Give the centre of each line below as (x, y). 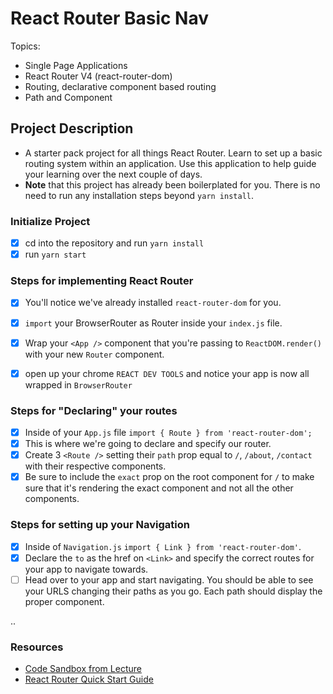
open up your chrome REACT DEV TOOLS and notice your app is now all (167, 373)
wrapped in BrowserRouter (78, 384)
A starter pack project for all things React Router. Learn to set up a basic (173, 153)
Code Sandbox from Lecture (83, 669)
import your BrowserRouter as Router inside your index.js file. (153, 323)
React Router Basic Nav (110, 18)
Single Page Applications (76, 65)
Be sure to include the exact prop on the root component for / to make (169, 477)
